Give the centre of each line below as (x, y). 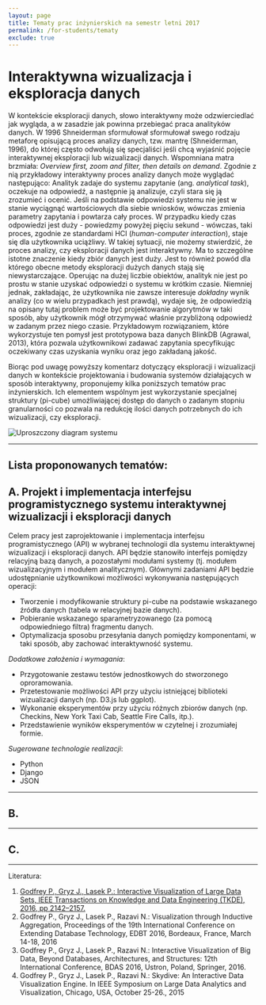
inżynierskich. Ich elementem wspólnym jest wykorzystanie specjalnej (123, 392)
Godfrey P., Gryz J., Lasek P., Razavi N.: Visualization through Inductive (136, 917)
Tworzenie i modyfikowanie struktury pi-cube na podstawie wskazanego (138, 602)
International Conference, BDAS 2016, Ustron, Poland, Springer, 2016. (133, 967)
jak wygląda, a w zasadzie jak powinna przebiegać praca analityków (120, 124)
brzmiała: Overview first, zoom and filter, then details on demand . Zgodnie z (133, 166)
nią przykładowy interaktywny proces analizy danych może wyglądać (122, 174)
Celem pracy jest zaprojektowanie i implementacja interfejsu (106, 536)
